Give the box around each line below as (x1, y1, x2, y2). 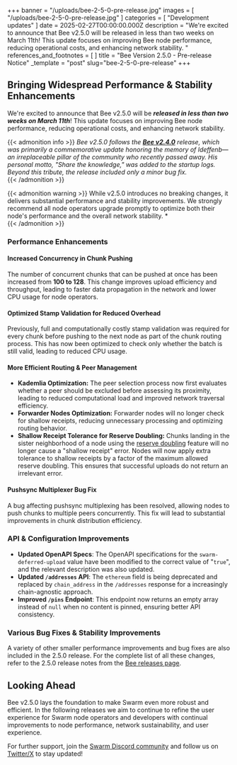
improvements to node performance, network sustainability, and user (7, 720, 209, 729)
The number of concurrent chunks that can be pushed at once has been (7, 270, 218, 278)
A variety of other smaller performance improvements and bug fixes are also (7, 644, 231, 652)
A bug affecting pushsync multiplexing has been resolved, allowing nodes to (7, 501, 230, 510)
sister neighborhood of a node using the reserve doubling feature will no (17, 439, 229, 448)
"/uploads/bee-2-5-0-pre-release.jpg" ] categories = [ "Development (7, 13, 209, 22)
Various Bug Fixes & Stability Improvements (7, 628, 161, 638)
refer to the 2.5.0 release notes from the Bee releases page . (7, 659, 182, 667)
